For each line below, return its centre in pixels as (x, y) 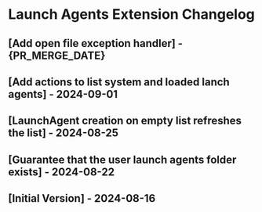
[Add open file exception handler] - (95, 43)
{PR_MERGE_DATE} (57, 55)
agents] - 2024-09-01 (63, 94)
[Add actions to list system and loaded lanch (119, 82)
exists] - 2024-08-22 (62, 172)
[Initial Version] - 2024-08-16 (82, 198)
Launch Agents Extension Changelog (131, 14)
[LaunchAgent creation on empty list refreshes (125, 121)
